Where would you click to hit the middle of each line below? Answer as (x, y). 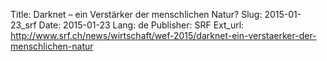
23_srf (23, 25)
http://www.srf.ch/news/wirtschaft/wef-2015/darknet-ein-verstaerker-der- (163, 35)
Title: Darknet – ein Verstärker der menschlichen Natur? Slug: (136, 14)
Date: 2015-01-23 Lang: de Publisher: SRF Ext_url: (141, 25)
